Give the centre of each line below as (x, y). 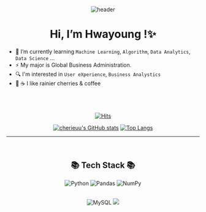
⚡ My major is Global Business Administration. (73, 65)
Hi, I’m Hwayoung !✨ (103, 34)
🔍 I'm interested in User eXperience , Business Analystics (88, 74)
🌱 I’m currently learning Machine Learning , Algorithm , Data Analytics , (103, 51)
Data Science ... (35, 58)
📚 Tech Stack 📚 (103, 165)
